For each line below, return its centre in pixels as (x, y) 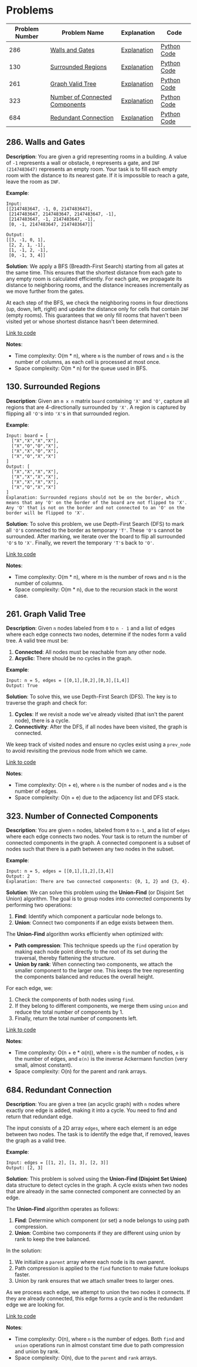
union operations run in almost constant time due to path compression (99, 1345)
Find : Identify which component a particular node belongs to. (89, 916)
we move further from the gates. (45, 291)
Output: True (22, 686)
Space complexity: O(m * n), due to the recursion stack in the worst (96, 589)
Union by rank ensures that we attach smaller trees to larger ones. (94, 1281)
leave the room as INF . (33, 181)
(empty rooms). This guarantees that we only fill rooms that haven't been (94, 315)
